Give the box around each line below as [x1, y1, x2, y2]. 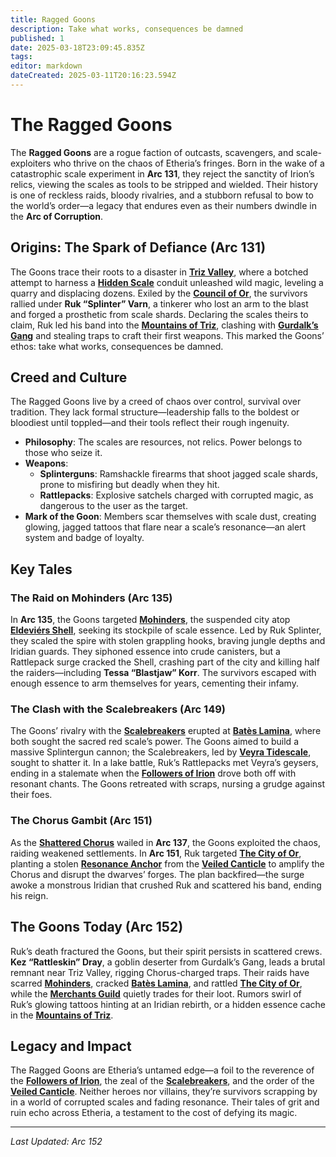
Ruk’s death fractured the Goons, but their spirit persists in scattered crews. [10, 945, 323, 957]
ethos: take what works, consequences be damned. [10, 340, 224, 352]
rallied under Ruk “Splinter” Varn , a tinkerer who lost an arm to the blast [10, 297, 309, 310]
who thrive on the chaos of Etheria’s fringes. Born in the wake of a [53, 157, 325, 169]
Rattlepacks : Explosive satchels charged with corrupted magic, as [39, 489, 314, 501]
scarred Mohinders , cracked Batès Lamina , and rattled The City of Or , [10, 977, 303, 989]
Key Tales [10, 561, 73, 578]
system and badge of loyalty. [24, 532, 145, 544]
